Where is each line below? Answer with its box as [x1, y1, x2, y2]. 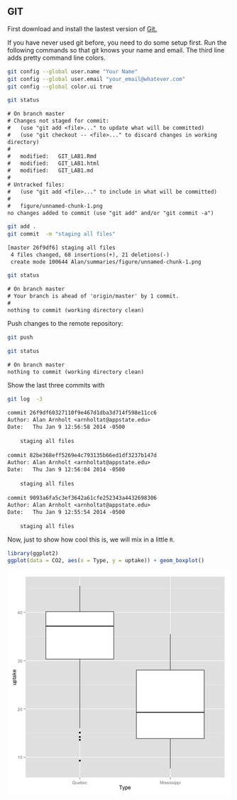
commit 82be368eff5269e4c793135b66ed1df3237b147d [7, 451, 158, 459]
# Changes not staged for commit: [7, 117, 110, 125]
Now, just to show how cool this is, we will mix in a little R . [7, 535, 175, 544]
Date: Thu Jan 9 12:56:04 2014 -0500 [7, 466, 126, 473]
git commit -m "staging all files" [7, 231, 116, 238]
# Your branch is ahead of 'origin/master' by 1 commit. [7, 292, 180, 300]
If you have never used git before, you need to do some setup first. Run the [7, 38, 227, 47]
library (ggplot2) [7, 549, 59, 557]
